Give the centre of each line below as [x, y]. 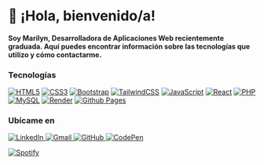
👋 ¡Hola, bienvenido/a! [82, 16]
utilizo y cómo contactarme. [55, 55]
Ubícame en [31, 120]
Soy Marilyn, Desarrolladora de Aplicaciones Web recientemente [116, 38]
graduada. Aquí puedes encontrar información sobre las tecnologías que [129, 46]
